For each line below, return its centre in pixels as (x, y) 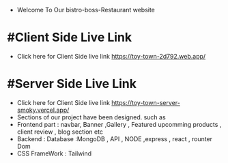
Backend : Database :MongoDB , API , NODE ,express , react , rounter (115, 138)
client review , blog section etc (60, 132)
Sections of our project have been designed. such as (91, 117)
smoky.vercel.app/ (43, 110)
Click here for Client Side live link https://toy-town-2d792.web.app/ (111, 56)
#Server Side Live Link (72, 84)
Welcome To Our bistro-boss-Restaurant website (86, 10)
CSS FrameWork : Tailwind (54, 153)
